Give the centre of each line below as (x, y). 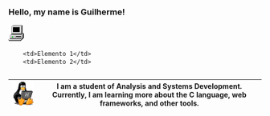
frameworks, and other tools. (149, 103)
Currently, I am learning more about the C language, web (149, 94)
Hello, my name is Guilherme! (67, 12)
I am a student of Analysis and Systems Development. (149, 86)
